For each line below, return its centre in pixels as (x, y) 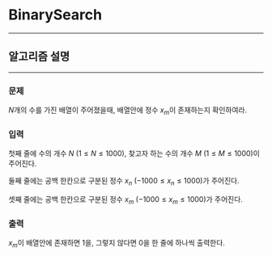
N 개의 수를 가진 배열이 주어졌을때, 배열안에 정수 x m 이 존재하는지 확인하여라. (128, 111)
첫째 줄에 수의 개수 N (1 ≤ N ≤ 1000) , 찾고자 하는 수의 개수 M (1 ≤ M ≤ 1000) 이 (134, 153)
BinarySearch (55, 15)
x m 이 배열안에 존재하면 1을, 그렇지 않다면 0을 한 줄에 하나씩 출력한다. (117, 244)
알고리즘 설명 (39, 57)
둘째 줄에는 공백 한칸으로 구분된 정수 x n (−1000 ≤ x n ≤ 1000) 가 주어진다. (124, 182)
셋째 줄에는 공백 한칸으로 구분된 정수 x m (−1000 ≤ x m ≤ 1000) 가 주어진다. (125, 200)
